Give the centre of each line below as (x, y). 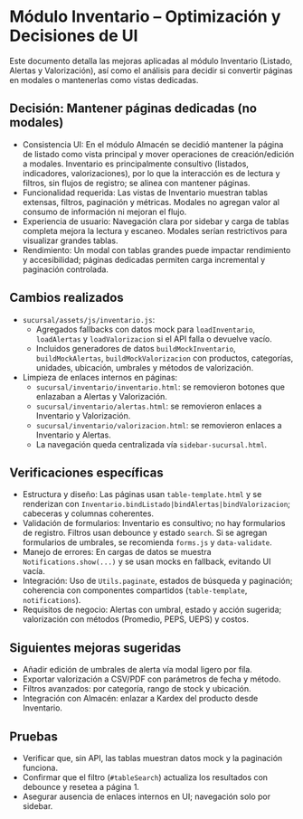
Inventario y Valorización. (83, 415)
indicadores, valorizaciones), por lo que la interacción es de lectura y (151, 173)
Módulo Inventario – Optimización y (145, 17)
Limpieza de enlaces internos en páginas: (100, 377)
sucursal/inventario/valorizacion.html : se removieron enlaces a (159, 425)
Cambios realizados (66, 298)
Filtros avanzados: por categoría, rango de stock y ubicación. (137, 689)
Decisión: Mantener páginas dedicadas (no (133, 109)
